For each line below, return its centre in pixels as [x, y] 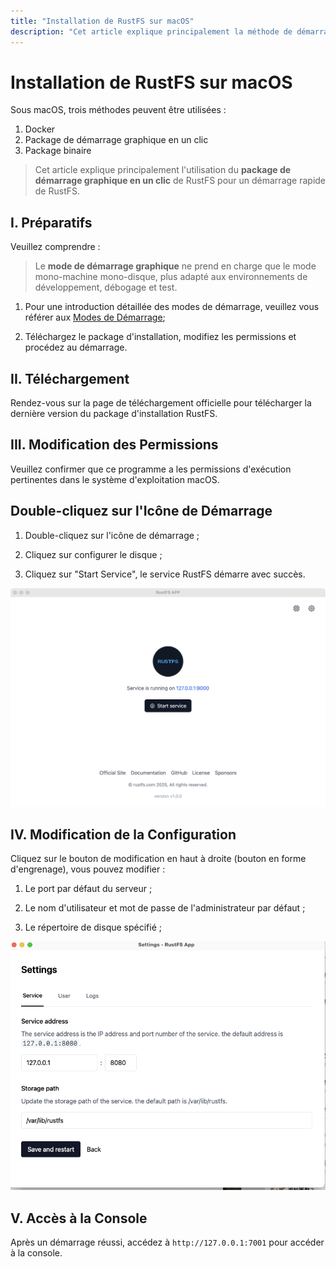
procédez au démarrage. [76, 347]
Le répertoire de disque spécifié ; [93, 927]
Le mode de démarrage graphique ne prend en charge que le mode [175, 266]
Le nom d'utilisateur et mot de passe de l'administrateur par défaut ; [165, 908]
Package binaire [58, 151]
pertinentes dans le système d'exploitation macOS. [115, 479]
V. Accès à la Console [79, 1218]
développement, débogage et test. [106, 287]
